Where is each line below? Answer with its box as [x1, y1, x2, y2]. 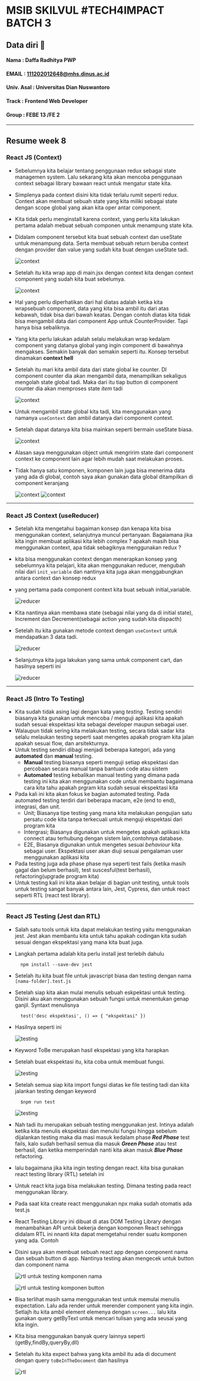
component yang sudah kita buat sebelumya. [14, 275, 126, 282]
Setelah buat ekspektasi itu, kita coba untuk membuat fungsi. [14, 1058, 165, 1065]
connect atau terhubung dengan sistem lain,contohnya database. [23, 835, 184, 842]
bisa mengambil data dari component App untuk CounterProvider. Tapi [14, 317, 188, 325]
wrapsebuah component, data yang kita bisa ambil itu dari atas [14, 304, 169, 312]
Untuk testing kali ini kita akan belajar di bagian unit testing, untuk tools [14, 879, 189, 887]
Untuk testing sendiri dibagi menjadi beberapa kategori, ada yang [14, 746, 176, 754]
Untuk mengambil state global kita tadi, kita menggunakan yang [14, 408, 171, 415]
